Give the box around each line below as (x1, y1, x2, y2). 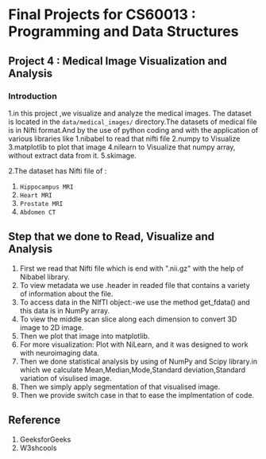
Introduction (8, 90, 57, 101)
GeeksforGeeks (19, 434, 71, 444)
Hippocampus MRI (19, 183, 74, 191)
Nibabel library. (19, 272, 70, 282)
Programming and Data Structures (8, 22, 239, 41)
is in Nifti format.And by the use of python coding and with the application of (8, 125, 259, 134)
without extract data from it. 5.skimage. (8, 150, 137, 160)
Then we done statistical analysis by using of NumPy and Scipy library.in (19, 356, 258, 366)
